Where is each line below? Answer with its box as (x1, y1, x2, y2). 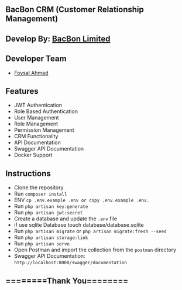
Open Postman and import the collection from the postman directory (13, 246, 177, 254)
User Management (13, 114, 59, 121)
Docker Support (13, 152, 53, 159)
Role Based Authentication (13, 108, 78, 115)
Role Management (13, 120, 59, 128)
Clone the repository (13, 184, 64, 191)
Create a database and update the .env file (13, 215, 118, 222)
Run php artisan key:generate (13, 203, 88, 210)
